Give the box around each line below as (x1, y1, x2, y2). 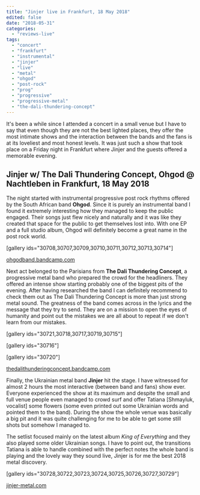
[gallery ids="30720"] (6, 353, 60, 361)
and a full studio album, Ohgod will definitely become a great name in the (6, 226, 187, 234)
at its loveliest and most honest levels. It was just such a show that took (6, 139, 183, 146)
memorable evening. (6, 152, 57, 159)
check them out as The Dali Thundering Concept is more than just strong (6, 293, 187, 301)
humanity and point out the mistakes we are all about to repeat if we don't (6, 313, 189, 320)
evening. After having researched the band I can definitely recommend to (6, 287, 187, 294)
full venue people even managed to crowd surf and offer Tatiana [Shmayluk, (6, 396, 195, 403)
